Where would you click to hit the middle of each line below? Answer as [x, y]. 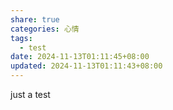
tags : [21, 38]
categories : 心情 [45, 29]
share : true [35, 19]
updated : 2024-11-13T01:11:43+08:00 [86, 66]
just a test [30, 94]
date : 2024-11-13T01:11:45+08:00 [80, 57]
